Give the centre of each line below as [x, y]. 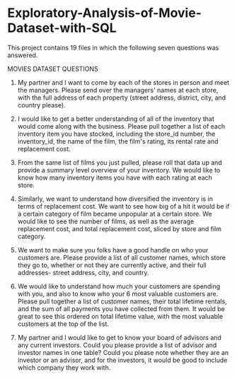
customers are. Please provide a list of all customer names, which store [122, 257]
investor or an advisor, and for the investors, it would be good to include [122, 360]
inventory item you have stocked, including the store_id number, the [116, 134]
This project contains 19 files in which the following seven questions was [113, 47]
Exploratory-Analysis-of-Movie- [104, 13]
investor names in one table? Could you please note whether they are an [123, 352]
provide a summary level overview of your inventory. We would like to [119, 170]
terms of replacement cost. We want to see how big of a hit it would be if [123, 206]
